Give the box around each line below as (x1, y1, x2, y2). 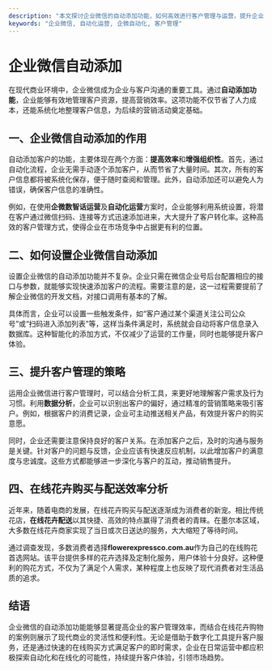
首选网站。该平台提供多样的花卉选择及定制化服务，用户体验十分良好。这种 (8, 553, 257, 562)
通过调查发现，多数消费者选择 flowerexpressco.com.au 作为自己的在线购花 (8, 542, 258, 552)
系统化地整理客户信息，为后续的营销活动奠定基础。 (36, 105, 207, 115)
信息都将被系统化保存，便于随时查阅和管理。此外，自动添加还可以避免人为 (15, 175, 264, 185)
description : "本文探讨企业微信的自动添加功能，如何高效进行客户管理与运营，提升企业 (8, 11, 265, 20)
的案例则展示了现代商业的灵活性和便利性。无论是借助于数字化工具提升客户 (8, 632, 257, 642)
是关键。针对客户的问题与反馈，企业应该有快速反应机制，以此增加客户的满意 (8, 446, 264, 455)
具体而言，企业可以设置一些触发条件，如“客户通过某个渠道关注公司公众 (8, 309, 246, 318)
